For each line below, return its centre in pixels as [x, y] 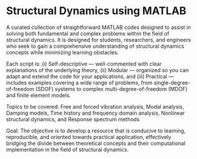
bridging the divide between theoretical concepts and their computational [96, 143]
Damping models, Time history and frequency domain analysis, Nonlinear [96, 113]
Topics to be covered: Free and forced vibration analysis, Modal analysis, [95, 106]
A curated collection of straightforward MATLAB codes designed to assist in [98, 27]
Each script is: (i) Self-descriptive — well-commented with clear [84, 64]
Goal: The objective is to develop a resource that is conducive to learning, [96, 131]
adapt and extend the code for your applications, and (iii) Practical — [90, 76]
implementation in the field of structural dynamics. [67, 150]
